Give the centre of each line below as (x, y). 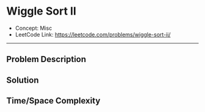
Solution (23, 80)
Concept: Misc (34, 28)
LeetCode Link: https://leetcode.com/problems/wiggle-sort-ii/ (93, 34)
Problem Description (46, 59)
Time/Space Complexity (53, 101)
